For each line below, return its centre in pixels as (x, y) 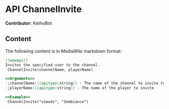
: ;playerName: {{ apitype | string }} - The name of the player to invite (80, 88)
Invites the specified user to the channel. (53, 65)
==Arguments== (20, 79)
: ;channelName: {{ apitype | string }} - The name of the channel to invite (82, 83)
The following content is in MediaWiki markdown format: (64, 51)
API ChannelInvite (44, 9)
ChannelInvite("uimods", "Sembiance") (48, 101)
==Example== (18, 97)
